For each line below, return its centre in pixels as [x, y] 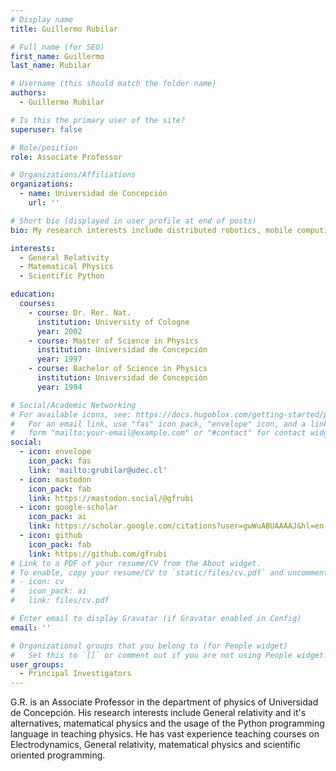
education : [33, 294]
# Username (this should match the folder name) [113, 84]
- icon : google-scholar [68, 507]
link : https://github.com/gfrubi [98, 554]
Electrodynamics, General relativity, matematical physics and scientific [156, 745]
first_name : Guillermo [57, 56]
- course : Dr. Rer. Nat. [80, 312]
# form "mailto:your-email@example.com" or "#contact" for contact [158, 433]
